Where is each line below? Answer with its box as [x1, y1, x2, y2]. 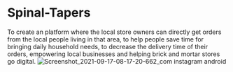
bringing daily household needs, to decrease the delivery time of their [7, 42, 209, 51]
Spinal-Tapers [7, 5, 91, 21]
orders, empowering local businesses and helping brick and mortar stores [7, 50, 220, 58]
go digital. [7, 57, 36, 65]
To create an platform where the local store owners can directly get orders [7, 28, 222, 36]
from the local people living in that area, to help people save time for [7, 35, 204, 43]
